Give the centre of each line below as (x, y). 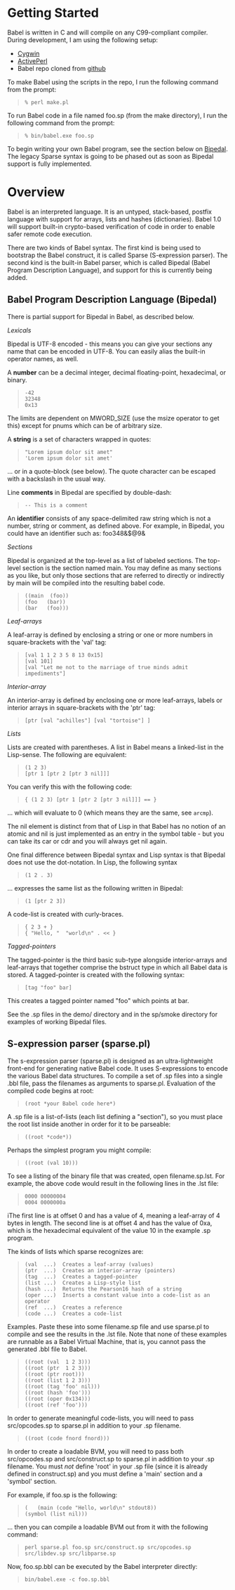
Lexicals (19, 330)
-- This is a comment (56, 505)
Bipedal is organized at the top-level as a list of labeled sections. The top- (114, 560)
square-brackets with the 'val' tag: (57, 642)
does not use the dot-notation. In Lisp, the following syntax (92, 862)
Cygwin (28, 53)
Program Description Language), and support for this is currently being (110, 270)
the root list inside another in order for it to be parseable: (89, 1124)
